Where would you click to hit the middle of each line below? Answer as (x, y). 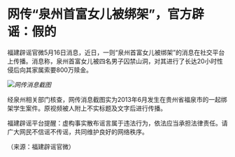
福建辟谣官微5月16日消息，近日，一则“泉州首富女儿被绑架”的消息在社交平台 (116, 52)
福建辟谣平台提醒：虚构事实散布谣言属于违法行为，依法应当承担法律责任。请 (117, 123)
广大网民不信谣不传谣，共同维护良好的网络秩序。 (78, 132)
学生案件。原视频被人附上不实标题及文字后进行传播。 (90, 108)
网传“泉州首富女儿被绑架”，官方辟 (106, 14)
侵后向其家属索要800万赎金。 (50, 70)
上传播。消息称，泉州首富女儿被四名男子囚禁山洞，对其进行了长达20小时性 (115, 61)
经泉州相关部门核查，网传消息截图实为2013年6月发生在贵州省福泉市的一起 (114, 99)
